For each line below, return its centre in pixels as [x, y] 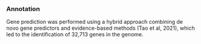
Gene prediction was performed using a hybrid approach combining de [94, 22]
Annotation [23, 9]
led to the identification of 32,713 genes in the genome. [75, 34]
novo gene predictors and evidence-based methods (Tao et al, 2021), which [101, 28]
